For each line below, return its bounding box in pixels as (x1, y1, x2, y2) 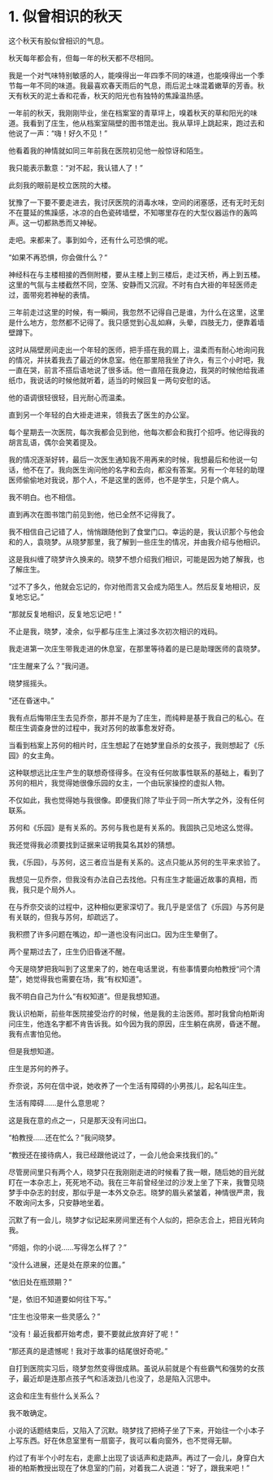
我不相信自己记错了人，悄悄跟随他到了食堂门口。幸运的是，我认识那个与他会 (8, 526, 265, 537)
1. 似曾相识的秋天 (8, 7, 123, 26)
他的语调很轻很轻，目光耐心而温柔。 (8, 392, 130, 403)
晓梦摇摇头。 (8, 678, 51, 688)
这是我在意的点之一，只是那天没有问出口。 (8, 1115, 151, 1125)
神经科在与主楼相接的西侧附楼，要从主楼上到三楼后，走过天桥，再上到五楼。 (8, 269, 265, 279)
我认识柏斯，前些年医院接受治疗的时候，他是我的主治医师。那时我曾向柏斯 (8, 1008, 258, 1018)
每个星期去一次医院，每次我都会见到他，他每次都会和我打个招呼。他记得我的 (8, 427, 265, 437)
